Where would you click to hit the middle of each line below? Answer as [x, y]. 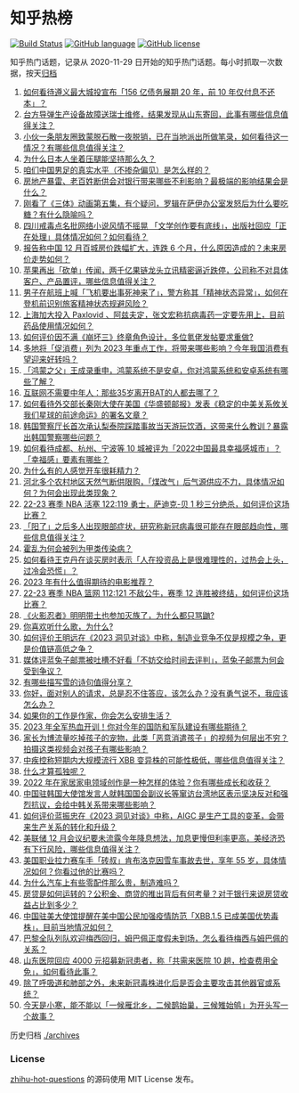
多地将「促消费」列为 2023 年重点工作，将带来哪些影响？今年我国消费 [152, 347]
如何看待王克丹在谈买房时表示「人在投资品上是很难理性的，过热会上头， [155, 559]
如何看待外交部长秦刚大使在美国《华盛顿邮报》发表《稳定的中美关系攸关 [155, 404]
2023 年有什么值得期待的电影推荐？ [89, 582]
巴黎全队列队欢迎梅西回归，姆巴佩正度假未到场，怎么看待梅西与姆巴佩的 [155, 938]
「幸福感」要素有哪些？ [66, 459]
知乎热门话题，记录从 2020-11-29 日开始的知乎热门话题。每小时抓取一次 [142, 61]
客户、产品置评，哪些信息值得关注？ [89, 281]
